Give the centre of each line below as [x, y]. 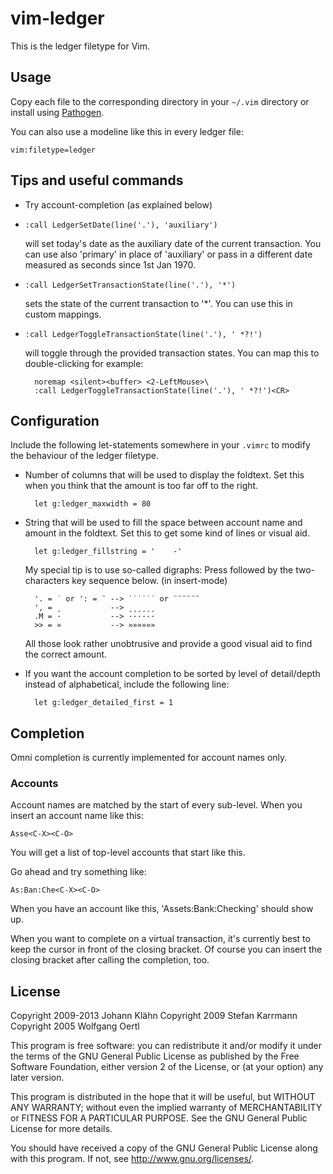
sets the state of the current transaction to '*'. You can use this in [158, 303]
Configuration [55, 420]
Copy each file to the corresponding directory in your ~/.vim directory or [160, 101]
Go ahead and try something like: [78, 872]
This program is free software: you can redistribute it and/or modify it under [166, 1046]
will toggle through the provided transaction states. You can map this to [172, 353]
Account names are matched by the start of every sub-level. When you [156, 805]
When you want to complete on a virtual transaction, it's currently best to [160, 939]
